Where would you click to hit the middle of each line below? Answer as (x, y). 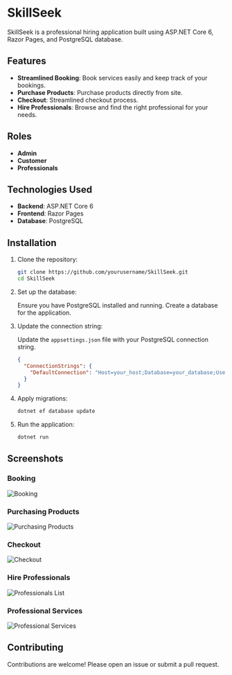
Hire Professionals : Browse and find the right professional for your (113, 107)
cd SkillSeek (36, 279)
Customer (32, 160)
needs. (27, 114)
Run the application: (46, 425)
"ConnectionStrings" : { (58, 366)
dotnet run (33, 437)
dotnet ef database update (56, 411)
